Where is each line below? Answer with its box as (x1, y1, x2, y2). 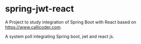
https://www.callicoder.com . (5, 24, 62, 30)
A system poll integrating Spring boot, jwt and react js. (5, 33, 115, 39)
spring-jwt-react (5, 3, 74, 14)
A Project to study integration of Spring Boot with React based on (5, 19, 137, 25)
